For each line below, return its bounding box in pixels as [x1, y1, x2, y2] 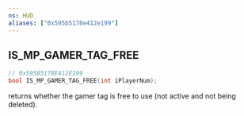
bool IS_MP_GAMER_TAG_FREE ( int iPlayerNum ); [8, 77, 158, 85]
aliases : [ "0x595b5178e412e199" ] [8, 19, 119, 27]
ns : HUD [8, 11, 34, 20]
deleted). [8, 100, 38, 110]
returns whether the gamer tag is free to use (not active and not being [8, 91, 236, 101]
